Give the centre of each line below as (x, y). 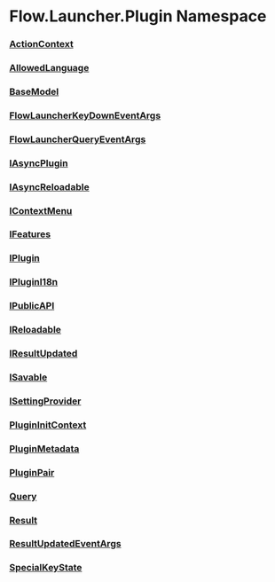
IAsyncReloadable (50, 186)
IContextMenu (41, 210)
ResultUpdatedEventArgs (65, 544)
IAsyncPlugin (39, 163)
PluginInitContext (48, 425)
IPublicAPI (32, 306)
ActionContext (41, 44)
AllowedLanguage (49, 68)
